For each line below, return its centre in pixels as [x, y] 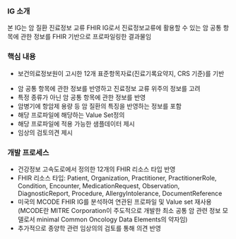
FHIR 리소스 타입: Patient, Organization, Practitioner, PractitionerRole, [117, 178]
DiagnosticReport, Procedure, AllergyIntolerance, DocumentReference [120, 193]
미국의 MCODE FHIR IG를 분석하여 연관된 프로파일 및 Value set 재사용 [114, 202]
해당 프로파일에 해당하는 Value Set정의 [71, 115]
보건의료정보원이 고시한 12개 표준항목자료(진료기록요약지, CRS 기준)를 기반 [121, 73]
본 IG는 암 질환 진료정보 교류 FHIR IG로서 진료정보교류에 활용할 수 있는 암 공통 [114, 28]
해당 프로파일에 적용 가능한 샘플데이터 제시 [76, 123]
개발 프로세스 [28, 152]
